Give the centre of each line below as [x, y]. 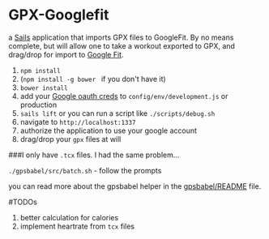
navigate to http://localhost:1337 [78, 122]
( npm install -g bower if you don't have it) [93, 79]
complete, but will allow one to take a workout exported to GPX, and [122, 45]
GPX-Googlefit [59, 15]
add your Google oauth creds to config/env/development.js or [124, 96]
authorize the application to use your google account [108, 130]
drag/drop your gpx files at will [70, 139]
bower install [44, 88]
